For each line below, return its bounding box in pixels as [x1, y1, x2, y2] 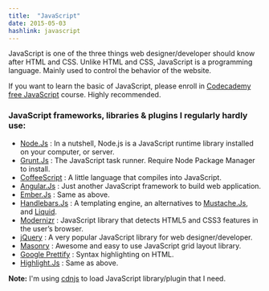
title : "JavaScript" [8, 11, 81, 20]
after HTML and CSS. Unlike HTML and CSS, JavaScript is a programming [8, 57, 253, 67]
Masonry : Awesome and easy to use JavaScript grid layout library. [19, 240, 242, 250]
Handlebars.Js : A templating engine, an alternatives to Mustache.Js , [19, 198, 249, 207]
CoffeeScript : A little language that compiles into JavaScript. [19, 172, 222, 182]
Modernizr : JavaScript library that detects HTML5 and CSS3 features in [19, 215, 259, 225]
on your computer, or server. [19, 146, 115, 157]
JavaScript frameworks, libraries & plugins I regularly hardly [8, 110, 248, 121]
